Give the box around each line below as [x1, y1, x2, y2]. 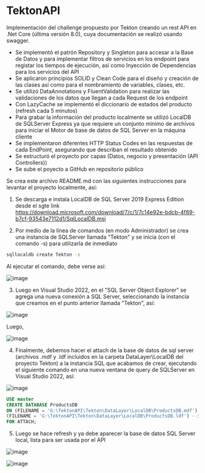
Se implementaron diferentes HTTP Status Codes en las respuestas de [15, 139, 193, 146]
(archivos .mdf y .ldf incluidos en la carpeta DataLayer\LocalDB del [15, 353, 184, 360]
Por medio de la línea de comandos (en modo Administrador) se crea [15, 226, 189, 234]
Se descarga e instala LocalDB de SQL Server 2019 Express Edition [15, 195, 184, 203]
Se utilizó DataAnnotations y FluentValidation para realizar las [15, 87, 170, 95]
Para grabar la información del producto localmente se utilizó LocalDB [15, 114, 192, 121]
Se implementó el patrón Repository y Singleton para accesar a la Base [15, 48, 194, 56]
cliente [15, 132, 32, 140]
